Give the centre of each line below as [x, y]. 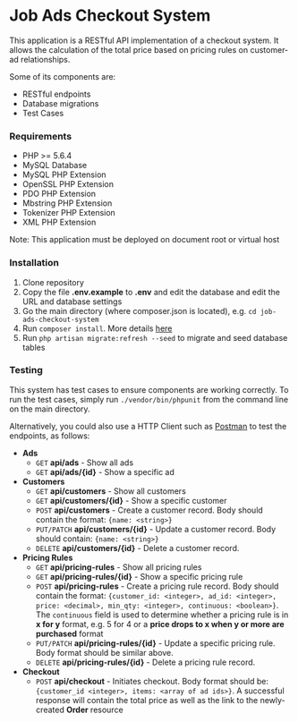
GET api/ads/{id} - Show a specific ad [105, 471]
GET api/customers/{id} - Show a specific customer [131, 500]
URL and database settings [72, 302]
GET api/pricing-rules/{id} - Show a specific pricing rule [139, 576]
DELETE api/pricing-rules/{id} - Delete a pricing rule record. [145, 662]
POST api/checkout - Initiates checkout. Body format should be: [152, 681]
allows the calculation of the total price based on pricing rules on [129, 49]
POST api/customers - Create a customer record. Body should [149, 510]
